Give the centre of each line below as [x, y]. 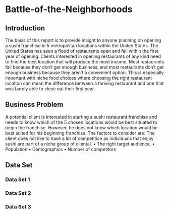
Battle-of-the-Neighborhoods [69, 9]
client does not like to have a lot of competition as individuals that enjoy [79, 138]
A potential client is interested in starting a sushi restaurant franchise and [81, 117]
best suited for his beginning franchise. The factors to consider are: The [80, 133]
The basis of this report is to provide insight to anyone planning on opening [83, 40]
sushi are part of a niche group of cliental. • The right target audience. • [80, 144]
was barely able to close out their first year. [50, 89]
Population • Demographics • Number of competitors [61, 149]
